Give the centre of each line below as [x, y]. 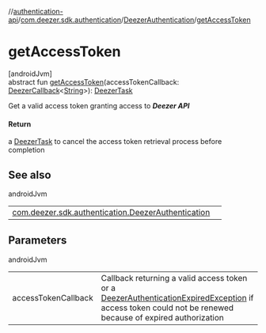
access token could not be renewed [167, 308]
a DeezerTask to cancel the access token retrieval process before [115, 142]
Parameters [38, 240]
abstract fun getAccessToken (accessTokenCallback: [94, 81]
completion [27, 150]
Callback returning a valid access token [174, 278]
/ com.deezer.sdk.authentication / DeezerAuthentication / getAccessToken [134, 20]
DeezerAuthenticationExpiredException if [177, 297]
